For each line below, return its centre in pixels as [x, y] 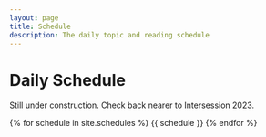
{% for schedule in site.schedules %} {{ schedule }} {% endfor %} [133, 123]
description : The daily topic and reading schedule [109, 35]
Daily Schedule [67, 80]
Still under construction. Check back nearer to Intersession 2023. [132, 105]
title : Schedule [40, 26]
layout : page [34, 18]
